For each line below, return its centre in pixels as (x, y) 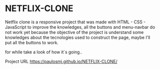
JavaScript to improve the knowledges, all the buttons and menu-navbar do (80, 27)
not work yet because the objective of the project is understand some (74, 32)
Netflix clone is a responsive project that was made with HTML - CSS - (75, 22)
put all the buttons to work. (32, 42)
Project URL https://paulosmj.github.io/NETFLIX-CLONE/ (61, 61)
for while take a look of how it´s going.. (44, 52)
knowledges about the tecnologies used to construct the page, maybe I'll (78, 37)
